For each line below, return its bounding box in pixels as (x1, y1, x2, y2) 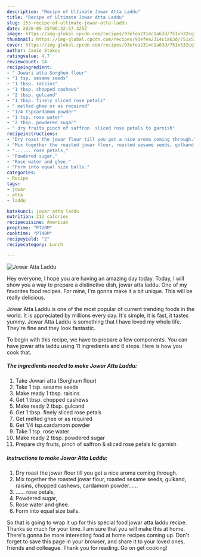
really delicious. (7, 294, 45, 301)
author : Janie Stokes (7, 48, 61, 54)
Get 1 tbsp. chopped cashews (15, 396, 89, 404)
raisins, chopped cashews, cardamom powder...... (15, 482, 138, 490)
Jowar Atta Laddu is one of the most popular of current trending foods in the (7, 305, 195, 312)
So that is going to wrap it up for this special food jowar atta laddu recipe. (7, 519, 187, 526)
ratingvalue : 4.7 (7, 53, 50, 59)
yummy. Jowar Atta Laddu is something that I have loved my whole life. (7, 318, 181, 325)
